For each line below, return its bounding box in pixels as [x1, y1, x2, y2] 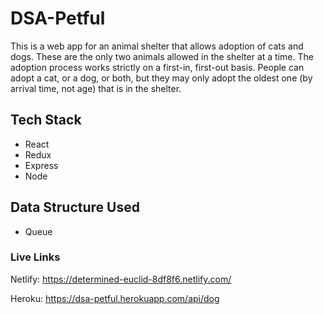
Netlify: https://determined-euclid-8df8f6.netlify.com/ [10, 273, 232, 285]
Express [24, 159, 59, 171]
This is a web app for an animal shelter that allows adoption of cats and [10, 40, 304, 52]
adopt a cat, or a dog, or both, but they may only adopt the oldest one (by [10, 72, 313, 84]
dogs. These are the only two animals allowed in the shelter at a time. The [10, 50, 314, 62]
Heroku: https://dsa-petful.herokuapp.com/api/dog [10, 292, 220, 304]
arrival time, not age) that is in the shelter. [10, 82, 182, 94]
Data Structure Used [10, 199, 140, 216]
